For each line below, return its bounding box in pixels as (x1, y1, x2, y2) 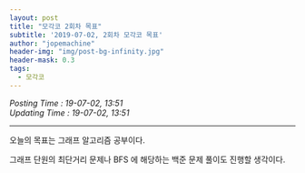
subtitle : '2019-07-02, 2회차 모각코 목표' (9, 30, 163, 39)
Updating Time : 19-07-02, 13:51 (9, 107, 130, 118)
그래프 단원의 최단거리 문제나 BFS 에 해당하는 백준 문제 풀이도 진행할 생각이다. (9, 154, 286, 165)
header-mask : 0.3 (9, 56, 75, 65)
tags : (9, 65, 30, 74)
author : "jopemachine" (9, 38, 95, 48)
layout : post (9, 13, 59, 23)
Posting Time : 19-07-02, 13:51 (9, 97, 123, 108)
